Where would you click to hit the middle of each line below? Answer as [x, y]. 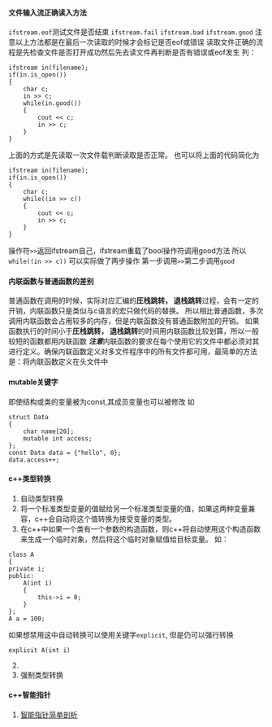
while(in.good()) [52, 103]
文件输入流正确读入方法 [47, 12]
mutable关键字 [33, 382]
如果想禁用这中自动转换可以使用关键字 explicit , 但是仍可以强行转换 [121, 634]
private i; [27, 569]
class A [22, 554]
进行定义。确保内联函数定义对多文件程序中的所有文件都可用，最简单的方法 [133, 352]
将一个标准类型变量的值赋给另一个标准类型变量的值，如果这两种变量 [134, 508]
